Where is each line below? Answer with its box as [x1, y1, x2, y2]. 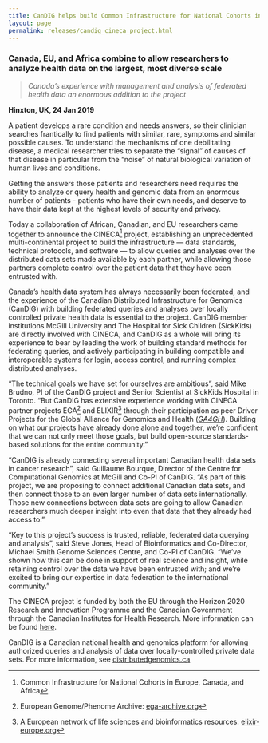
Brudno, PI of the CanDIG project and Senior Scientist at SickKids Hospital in [8, 387, 259, 397]
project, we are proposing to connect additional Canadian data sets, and [8, 480, 246, 490]
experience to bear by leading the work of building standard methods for [8, 338, 247, 348]
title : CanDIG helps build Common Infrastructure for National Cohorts [8, 11, 251, 20]
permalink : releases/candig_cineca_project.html [8, 26, 173, 34]
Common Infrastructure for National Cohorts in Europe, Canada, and [19, 677, 245, 687]
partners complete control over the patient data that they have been [8, 263, 231, 272]
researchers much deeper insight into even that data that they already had [8, 506, 253, 515]
